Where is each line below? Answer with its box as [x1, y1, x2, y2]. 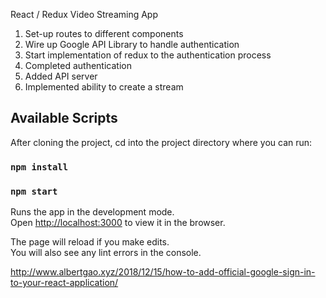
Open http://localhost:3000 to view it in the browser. [10, 217, 226, 229]
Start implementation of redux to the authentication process [24, 49, 272, 61]
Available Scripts [10, 110, 118, 127]
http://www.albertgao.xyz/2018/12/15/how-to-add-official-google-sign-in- [10, 266, 316, 278]
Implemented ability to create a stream [24, 81, 184, 93]
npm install [10, 161, 69, 173]
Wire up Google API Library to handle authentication [24, 39, 240, 50]
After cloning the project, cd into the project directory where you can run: [10, 136, 313, 148]
